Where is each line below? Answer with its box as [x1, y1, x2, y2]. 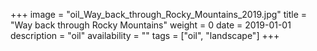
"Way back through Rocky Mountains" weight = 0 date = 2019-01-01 [10, 19, 292, 31]
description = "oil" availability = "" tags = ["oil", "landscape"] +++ [10, 30, 280, 41]
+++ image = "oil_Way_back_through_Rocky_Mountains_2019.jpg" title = [10, 9, 308, 20]
